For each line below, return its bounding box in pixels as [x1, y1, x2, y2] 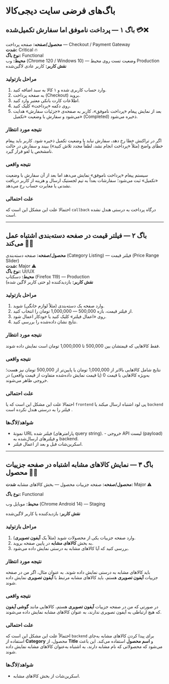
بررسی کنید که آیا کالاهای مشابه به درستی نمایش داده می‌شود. [13, 545, 129, 551]
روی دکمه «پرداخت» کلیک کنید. [13, 103, 71, 109]
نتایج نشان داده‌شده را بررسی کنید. [13, 319, 78, 325]
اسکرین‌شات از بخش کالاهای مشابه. [13, 672, 81, 679]
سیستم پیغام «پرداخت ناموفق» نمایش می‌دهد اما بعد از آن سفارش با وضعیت [6, 172, 148, 178]
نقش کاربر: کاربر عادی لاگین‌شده [6, 63, 67, 69]
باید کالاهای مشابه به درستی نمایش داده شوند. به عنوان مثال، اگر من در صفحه [6, 569, 150, 575]
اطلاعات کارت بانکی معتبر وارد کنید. [13, 98, 80, 104]
